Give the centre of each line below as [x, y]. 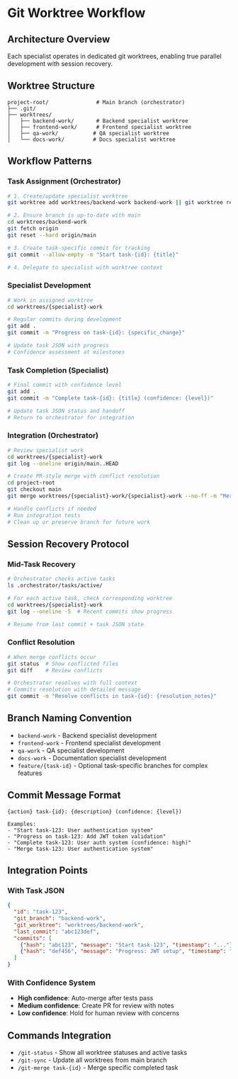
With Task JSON [36, 891]
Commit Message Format [64, 795]
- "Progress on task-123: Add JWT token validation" [87, 836]
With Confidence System [51, 983]
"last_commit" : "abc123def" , [57, 932]
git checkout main [34, 490]
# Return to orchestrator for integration [71, 417]
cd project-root [31, 483]
